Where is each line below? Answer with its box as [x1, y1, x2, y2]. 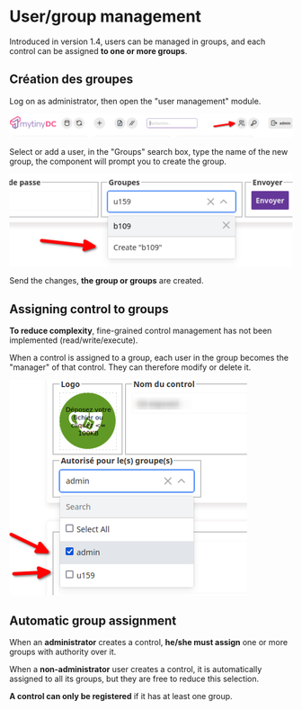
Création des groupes [9, 72, 134, 87]
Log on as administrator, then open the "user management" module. [9, 95, 262, 106]
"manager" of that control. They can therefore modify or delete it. [9, 362, 252, 373]
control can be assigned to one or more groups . [9, 45, 188, 56]
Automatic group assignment [9, 613, 177, 628]
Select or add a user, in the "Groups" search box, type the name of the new [9, 146, 289, 157]
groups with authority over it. [9, 646, 117, 658]
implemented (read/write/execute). [9, 335, 138, 346]
